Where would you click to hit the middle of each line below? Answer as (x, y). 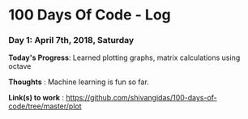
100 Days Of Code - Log (90, 15)
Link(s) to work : (36, 98)
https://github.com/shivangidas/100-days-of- (141, 98)
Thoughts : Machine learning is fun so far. (79, 82)
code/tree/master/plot (45, 106)
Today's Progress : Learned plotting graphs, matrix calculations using (124, 57)
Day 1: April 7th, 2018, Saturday (71, 40)
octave (20, 66)
